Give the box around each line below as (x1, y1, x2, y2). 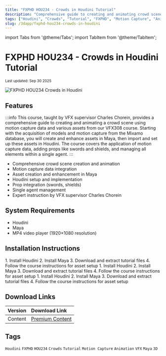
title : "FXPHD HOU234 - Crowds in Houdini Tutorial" (5, 7, 116, 12)
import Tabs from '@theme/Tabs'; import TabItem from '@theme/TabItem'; (5, 35, 157, 40)
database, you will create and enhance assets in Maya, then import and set (5, 136, 158, 141)
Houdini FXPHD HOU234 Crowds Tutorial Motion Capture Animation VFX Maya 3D (5, 346, 158, 352)
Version (7, 307, 27, 314)
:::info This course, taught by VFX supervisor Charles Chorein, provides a (5, 114, 154, 120)
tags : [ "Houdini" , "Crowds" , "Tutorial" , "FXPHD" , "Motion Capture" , (5, 16, 152, 21)
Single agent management (12, 187, 66, 193)
